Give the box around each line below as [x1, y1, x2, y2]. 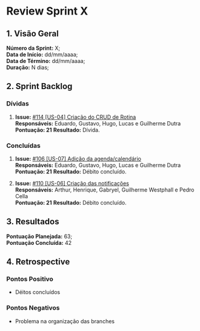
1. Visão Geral [6, 28, 59, 39]
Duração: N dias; [6, 64, 50, 71]
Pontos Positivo [6, 275, 53, 283]
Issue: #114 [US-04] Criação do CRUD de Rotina [15, 113, 136, 121]
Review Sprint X [6, 4, 88, 18]
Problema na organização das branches [15, 317, 115, 325]
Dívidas [6, 99, 29, 108]
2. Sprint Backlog [6, 81, 73, 92]
